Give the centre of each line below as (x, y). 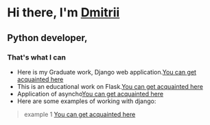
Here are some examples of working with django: (86, 101)
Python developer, (47, 38)
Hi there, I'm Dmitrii (63, 13)
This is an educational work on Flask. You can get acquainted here (110, 86)
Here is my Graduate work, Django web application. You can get (107, 72)
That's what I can (37, 57)
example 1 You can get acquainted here (80, 114)
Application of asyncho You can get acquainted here (90, 94)
